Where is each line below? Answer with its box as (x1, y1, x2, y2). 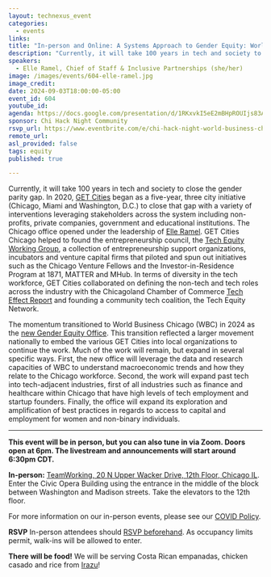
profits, (8, 218, 32, 228)
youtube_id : (8, 102, 48, 110)
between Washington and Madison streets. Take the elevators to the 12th (8, 487, 251, 497)
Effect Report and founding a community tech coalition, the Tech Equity (8, 296, 246, 305)
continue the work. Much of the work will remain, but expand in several (8, 345, 244, 356)
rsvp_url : (8, 124, 42, 133)
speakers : (8, 57, 42, 65)
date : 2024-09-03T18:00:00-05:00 (8, 86, 121, 95)
